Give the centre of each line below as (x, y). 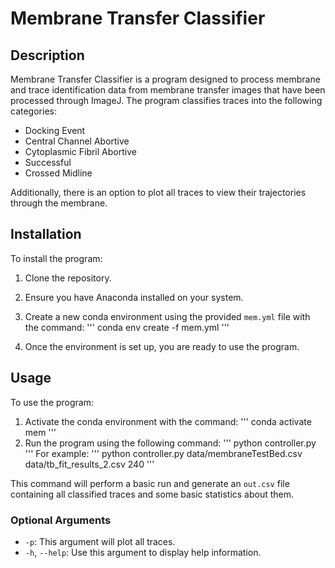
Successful (48, 162)
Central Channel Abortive (77, 141)
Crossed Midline (58, 173)
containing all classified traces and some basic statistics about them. (152, 494)
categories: (33, 111)
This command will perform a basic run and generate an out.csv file (150, 483)
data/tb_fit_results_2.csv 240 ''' (89, 464)
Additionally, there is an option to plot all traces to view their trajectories (158, 192)
